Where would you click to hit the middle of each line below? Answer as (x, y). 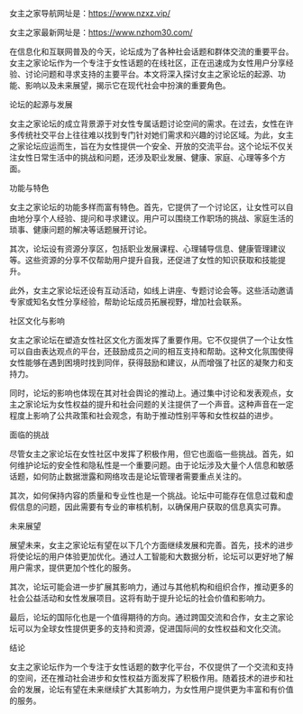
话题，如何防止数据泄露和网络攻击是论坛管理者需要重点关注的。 (128, 476)
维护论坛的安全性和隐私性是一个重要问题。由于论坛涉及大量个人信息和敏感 (155, 465)
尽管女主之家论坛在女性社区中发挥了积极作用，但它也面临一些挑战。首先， (147, 454)
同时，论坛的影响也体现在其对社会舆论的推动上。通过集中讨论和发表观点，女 (151, 393)
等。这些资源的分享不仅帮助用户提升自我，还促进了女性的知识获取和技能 (143, 260)
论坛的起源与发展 (41, 105)
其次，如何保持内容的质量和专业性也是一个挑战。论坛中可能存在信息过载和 (147, 495)
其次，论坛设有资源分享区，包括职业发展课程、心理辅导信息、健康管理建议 (147, 249)
